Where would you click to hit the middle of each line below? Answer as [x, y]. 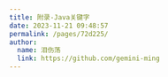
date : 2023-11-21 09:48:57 [59, 26]
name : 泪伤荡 [39, 50]
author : [23, 42]
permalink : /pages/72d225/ [59, 34]
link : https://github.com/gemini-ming [89, 58]
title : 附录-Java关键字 [50, 17]
